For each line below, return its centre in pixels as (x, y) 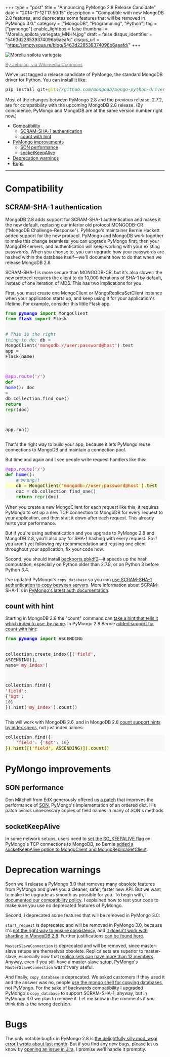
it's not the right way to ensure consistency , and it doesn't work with (76, 931)
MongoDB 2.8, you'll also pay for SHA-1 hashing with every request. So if (81, 538)
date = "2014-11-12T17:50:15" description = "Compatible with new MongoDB (85, 13)
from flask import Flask (36, 319)
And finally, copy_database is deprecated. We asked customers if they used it (85, 977)
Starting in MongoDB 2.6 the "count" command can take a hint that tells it (82, 618)
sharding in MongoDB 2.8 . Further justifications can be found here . (75, 936)
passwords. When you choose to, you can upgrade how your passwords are (85, 252)
